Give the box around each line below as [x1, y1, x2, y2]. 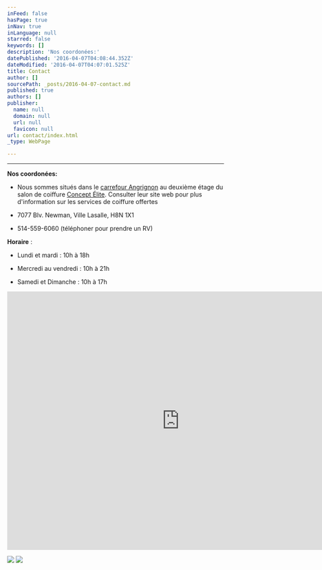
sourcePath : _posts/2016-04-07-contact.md [7, 81, 131, 88]
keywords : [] [7, 42, 45, 49]
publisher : [7, 100, 39, 107]
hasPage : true [7, 17, 48, 23]
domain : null [13, 112, 51, 119]
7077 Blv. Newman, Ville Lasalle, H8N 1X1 [17, 211, 134, 219]
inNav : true [7, 23, 41, 30]
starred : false [7, 36, 51, 43]
